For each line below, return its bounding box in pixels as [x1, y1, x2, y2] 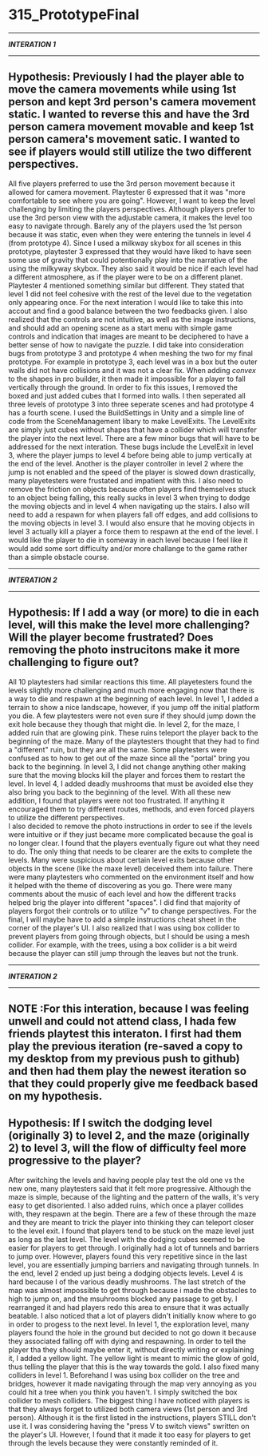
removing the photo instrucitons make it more [8, 643, 241, 657]
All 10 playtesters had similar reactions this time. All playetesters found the [8, 676, 253, 686]
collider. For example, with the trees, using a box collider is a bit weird [8, 940, 238, 950]
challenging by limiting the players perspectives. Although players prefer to [8, 204, 255, 213]
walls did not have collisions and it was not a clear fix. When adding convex [8, 365, 257, 375]
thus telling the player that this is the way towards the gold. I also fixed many [8, 1362, 260, 1371]
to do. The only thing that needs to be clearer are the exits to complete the [8, 847, 253, 856]
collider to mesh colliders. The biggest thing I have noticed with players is [8, 1395, 250, 1405]
